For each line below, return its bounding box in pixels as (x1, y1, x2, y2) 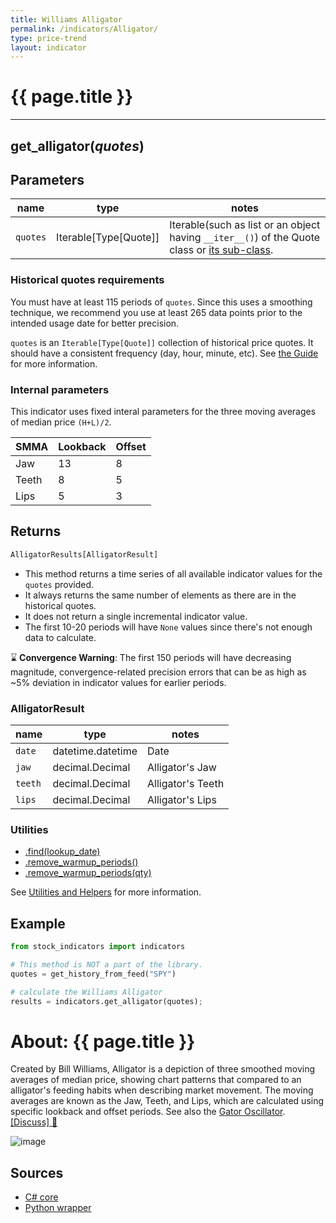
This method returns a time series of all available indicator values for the (24, 567, 323, 580)
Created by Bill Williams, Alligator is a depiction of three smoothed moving (10, 1063, 316, 1075)
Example (10, 915, 66, 932)
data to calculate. (24, 631, 97, 643)
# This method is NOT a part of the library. (10, 959, 203, 970)
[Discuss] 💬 (10, 1116, 58, 1128)
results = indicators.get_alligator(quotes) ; (10, 996, 203, 1006)
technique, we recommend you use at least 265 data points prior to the (10, 306, 303, 318)
